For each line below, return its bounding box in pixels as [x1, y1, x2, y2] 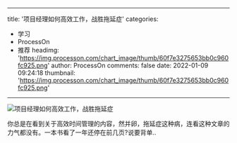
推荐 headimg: [17, 46, 60, 54]
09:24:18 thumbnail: [17, 69, 75, 77]
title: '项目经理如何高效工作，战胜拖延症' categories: [7, 15, 159, 23]
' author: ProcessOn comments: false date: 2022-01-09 [47, 61, 209, 69]
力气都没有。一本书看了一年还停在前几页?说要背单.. [7, 128, 157, 137]
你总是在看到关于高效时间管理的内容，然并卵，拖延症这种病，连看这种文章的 [7, 120, 230, 128]
